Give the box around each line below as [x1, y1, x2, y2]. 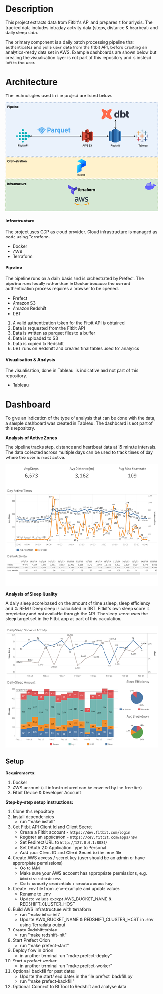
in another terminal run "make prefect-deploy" [19, 952, 112, 958]
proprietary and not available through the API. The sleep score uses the [5, 611, 148, 616]
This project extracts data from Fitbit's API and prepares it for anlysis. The [5, 19, 153, 25]
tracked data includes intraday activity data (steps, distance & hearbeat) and [5, 24, 158, 30]
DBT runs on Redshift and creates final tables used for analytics [12, 346, 140, 351]
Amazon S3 [12, 300, 36, 306]
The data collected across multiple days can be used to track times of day [5, 449, 153, 455]
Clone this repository [12, 808, 55, 814]
